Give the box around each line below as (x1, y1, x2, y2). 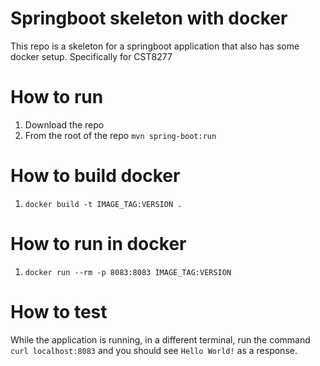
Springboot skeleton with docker (10, 7, 288, 30)
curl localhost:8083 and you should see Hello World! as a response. (10, 344, 298, 356)
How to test (10, 300, 108, 323)
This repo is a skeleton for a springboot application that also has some (10, 40, 300, 52)
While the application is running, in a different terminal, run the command (10, 333, 311, 346)
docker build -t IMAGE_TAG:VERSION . (24, 199, 183, 209)
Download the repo (24, 118, 105, 131)
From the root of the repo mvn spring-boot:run (24, 129, 217, 141)
